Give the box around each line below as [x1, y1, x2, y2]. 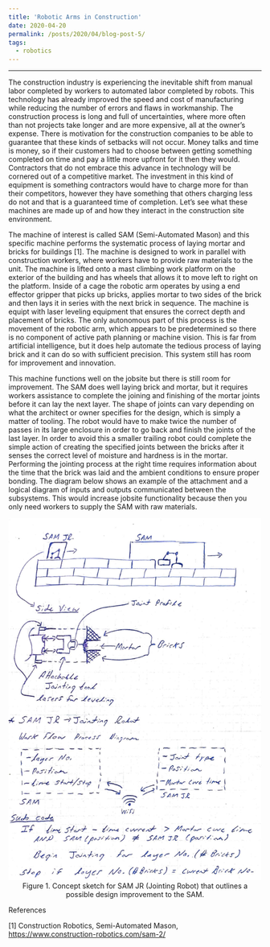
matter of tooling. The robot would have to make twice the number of [8, 417, 237, 426]
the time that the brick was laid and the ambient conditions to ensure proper [8, 467, 260, 478]
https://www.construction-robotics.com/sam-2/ [8, 929, 166, 939]
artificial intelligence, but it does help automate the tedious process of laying [8, 341, 261, 351]
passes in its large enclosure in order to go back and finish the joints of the [8, 425, 256, 434]
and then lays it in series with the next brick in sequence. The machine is [8, 299, 249, 308]
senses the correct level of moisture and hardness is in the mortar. [8, 451, 228, 460]
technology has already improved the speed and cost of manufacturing [8, 95, 243, 105]
